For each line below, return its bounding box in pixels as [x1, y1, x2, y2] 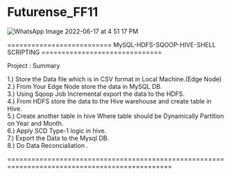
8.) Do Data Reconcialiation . [7, 141, 89, 149]
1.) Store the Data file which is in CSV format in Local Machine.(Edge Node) [7, 74, 222, 83]
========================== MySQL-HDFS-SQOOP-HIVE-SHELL [7, 40, 216, 49]
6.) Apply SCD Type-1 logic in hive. [7, 126, 107, 135]
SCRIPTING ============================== [7, 48, 162, 56]
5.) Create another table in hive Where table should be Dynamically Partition [7, 112, 224, 120]
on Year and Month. [7, 119, 64, 127]
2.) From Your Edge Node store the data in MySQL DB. [7, 82, 162, 90]
